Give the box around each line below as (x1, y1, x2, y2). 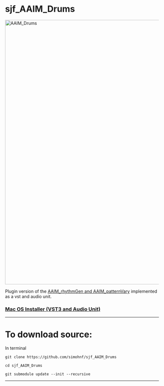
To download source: (5, 329, 93, 340)
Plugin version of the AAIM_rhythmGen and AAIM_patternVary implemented (5, 288, 158, 294)
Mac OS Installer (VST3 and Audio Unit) (5, 305, 101, 312)
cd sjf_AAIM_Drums (5, 363, 42, 368)
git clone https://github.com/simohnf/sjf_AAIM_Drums (5, 355, 117, 360)
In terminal (5, 345, 27, 351)
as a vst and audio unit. (5, 293, 52, 299)
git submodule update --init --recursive (5, 372, 91, 377)
